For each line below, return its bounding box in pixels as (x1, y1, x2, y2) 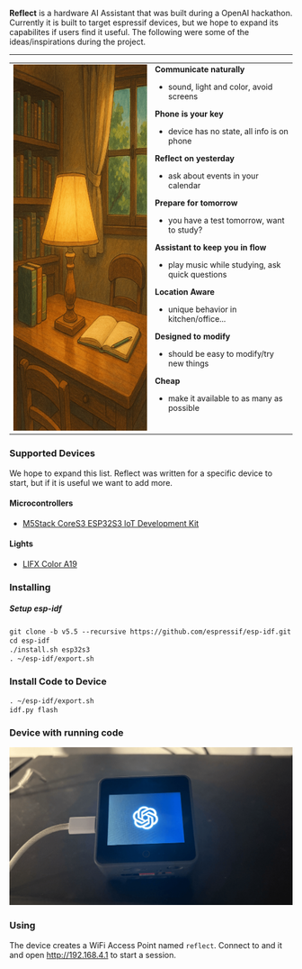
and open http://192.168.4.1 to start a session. (9, 949, 177, 960)
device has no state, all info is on (167, 125, 289, 136)
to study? (167, 224, 203, 235)
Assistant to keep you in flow (155, 242, 267, 252)
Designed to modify (155, 331, 231, 342)
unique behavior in (167, 304, 237, 315)
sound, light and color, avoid (167, 81, 273, 92)
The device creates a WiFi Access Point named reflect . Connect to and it (9, 939, 283, 950)
